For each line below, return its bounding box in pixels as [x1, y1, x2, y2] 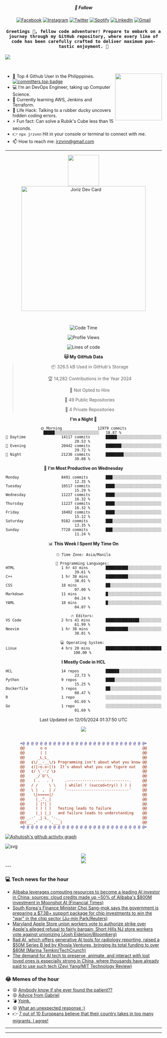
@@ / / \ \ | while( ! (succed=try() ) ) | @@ [19, 783, 148, 788]
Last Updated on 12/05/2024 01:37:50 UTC [39, 717, 128, 723]
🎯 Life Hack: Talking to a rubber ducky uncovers [12, 107, 111, 113]
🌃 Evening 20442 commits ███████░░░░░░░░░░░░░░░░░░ [5, 443, 162, 448]
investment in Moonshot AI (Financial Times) [12, 900, 104, 906]
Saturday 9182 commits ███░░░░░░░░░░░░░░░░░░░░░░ [5, 519, 162, 524]
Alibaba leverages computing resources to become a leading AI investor [12, 889, 161, 895]
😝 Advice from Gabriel [12, 992, 60, 999]
